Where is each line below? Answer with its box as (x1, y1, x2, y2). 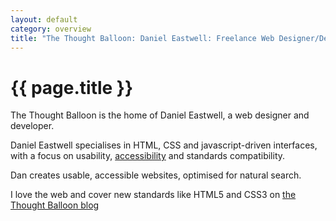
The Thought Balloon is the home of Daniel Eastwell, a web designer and (10, 109, 310, 121)
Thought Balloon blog (10, 199, 100, 211)
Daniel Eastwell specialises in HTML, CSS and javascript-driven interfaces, (10, 139, 318, 151)
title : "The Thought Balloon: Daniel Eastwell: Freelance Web (10, 33, 275, 43)
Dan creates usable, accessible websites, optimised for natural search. (10, 169, 302, 181)
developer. (10, 120, 55, 132)
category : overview (10, 24, 92, 34)
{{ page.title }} (10, 76, 134, 99)
